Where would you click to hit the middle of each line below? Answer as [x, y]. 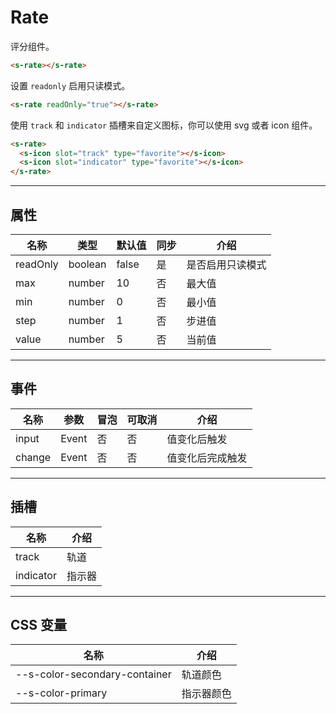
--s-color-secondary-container [93, 674]
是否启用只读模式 [226, 264]
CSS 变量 [39, 625]
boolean [87, 264]
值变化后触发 [197, 439]
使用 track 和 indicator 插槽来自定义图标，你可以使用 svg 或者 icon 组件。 [164, 125]
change [33, 457]
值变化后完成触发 [207, 458]
